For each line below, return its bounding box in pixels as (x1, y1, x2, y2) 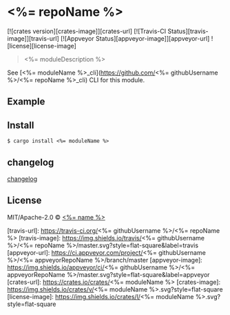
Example (7, 96, 45, 108)
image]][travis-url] (7, 34, 60, 42)
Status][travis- (167, 27, 209, 35)
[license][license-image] (7, 41, 77, 50)
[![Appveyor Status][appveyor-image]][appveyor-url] (61, 34, 210, 42)
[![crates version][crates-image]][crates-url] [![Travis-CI (7, 27, 167, 35)
